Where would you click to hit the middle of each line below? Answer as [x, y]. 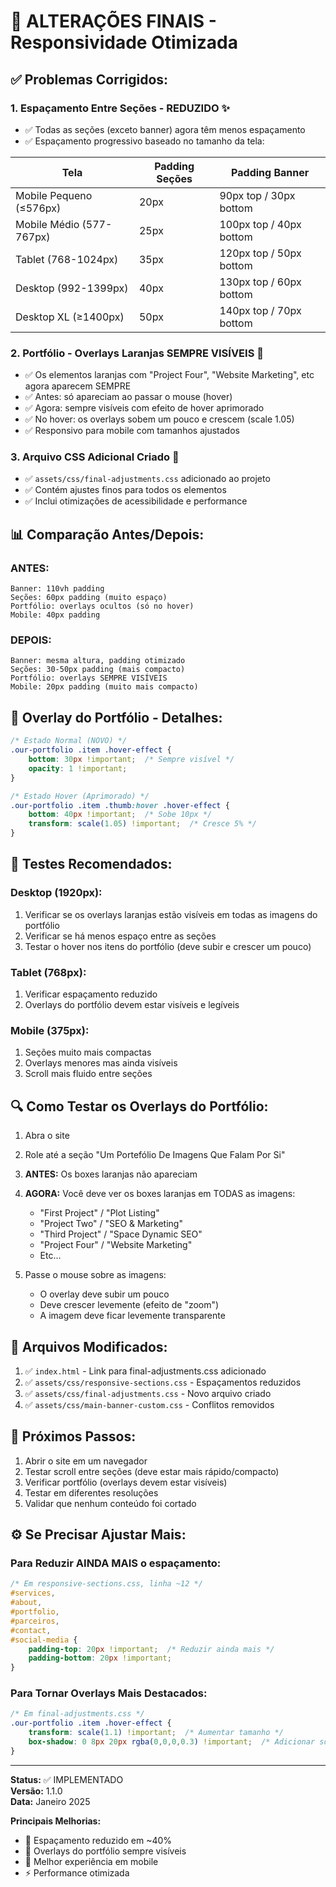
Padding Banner [270, 172]
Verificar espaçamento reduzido [91, 994]
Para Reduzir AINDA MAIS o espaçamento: [116, 1563]
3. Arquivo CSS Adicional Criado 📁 [95, 457]
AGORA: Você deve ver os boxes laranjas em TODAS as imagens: [160, 1194]
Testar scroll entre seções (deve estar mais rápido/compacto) [152, 1471]
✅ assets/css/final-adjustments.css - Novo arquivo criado [148, 1393]
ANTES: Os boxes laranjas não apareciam [111, 1174]
